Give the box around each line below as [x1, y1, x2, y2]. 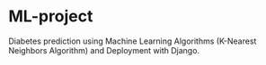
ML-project [8, 6, 93, 27]
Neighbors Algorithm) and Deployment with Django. [8, 45, 199, 55]
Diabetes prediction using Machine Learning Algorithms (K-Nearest [8, 36, 257, 46]
